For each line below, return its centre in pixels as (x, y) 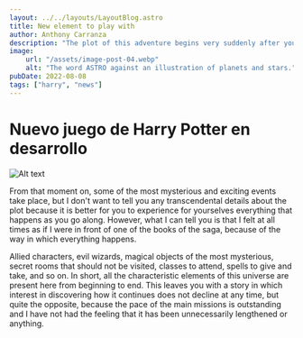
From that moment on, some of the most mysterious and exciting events (143, 191)
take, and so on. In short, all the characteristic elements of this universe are (149, 275)
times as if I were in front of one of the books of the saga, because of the (145, 229)
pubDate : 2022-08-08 (48, 77)
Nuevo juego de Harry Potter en (130, 129)
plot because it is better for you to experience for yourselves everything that (151, 210)
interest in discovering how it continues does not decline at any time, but (144, 295)
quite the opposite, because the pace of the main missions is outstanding (145, 304)
